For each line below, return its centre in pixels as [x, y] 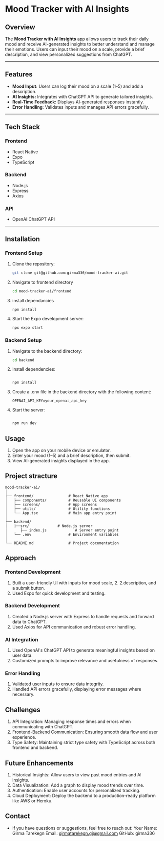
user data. [22, 655]
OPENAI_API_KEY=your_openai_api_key [49, 401]
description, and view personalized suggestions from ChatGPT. [69, 54]
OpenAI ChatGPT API [33, 219]
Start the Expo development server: [48, 319]
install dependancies [33, 300]
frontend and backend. [35, 747]
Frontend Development [33, 572]
